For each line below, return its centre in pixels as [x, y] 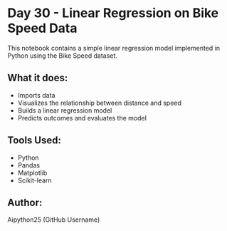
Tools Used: [35, 140]
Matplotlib [32, 173]
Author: [25, 202]
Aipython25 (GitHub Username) [54, 220]
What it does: [38, 78]
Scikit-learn [35, 180]
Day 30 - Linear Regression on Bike [113, 13]
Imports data [36, 95]
